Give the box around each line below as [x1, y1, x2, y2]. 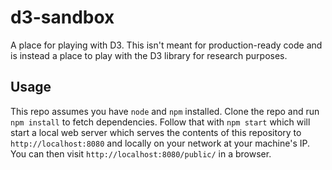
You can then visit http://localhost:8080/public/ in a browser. [10, 147, 272, 160]
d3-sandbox [10, 6, 115, 29]
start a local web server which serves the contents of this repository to [10, 126, 302, 138]
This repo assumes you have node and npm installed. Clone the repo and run [10, 105, 320, 117]
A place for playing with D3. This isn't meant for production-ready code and [10, 39, 323, 51]
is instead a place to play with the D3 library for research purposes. [10, 49, 288, 61]
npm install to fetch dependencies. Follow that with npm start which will [10, 116, 311, 128]
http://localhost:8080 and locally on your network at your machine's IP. [10, 137, 311, 149]
